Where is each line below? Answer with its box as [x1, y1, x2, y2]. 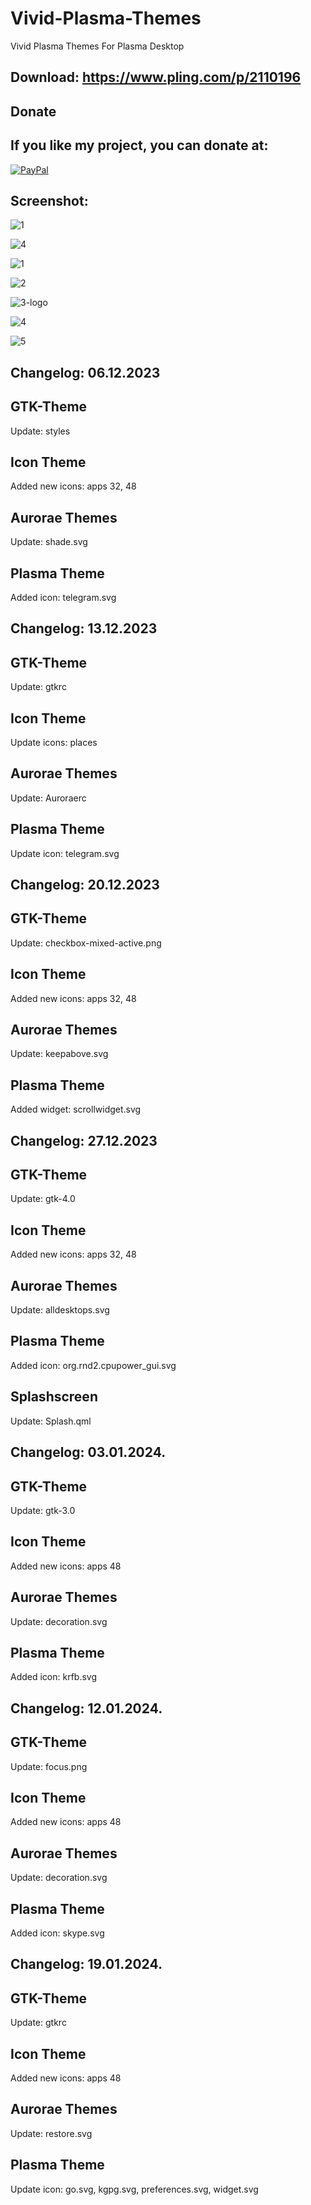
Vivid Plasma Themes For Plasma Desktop [10, 40, 185, 52]
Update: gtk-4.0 [10, 1193, 76, 1205]
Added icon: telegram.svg [10, 591, 117, 603]
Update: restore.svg [10, 2127, 93, 2139]
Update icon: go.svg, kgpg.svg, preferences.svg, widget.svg [10, 2183, 259, 2195]
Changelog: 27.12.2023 [10, 1132, 158, 1149]
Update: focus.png [10, 1760, 88, 1772]
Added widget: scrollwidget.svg [10, 1103, 142, 1116]
